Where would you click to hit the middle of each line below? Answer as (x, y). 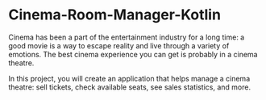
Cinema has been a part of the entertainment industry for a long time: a (127, 37)
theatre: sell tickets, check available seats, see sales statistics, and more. (130, 87)
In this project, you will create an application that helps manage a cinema (129, 78)
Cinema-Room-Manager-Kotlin (115, 15)
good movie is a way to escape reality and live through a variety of (119, 45)
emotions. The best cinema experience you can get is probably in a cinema (133, 54)
